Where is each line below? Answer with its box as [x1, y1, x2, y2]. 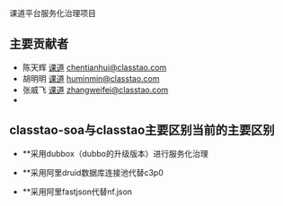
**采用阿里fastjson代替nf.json [22, 186, 133, 197]
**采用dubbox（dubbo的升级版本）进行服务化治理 [22, 148, 208, 159]
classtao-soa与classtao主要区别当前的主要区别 [9, 123, 276, 138]
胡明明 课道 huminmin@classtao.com [22, 73, 160, 83]
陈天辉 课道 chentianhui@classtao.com [22, 62, 167, 73]
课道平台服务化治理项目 [9, 8, 96, 18]
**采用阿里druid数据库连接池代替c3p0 [22, 167, 164, 177]
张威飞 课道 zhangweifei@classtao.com [22, 84, 169, 95]
